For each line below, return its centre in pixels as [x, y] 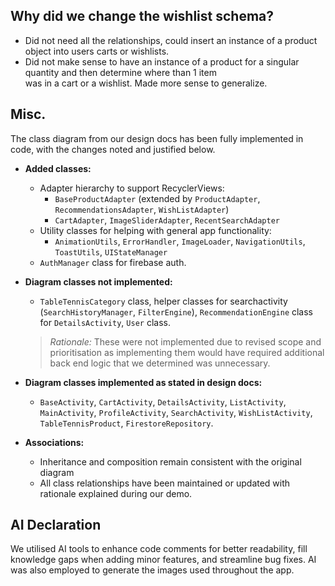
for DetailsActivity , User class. [105, 322]
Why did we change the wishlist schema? [142, 16]
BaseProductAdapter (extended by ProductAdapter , [157, 198]
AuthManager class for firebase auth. [113, 262]
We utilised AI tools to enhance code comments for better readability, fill [159, 549]
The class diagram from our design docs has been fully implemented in [157, 138]
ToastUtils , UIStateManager [111, 251]
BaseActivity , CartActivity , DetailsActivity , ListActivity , [163, 401]
